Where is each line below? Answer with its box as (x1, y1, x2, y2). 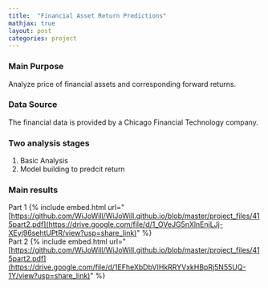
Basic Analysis (19, 156, 68, 166)
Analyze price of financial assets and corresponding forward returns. (8, 79, 237, 88)
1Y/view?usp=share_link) (8, 271, 91, 281)
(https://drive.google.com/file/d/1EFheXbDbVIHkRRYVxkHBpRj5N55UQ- (8, 262, 246, 272)
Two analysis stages (8, 138, 90, 149)
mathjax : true (8, 19, 56, 27)
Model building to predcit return (19, 164, 126, 174)
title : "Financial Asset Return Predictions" (8, 11, 167, 20)
